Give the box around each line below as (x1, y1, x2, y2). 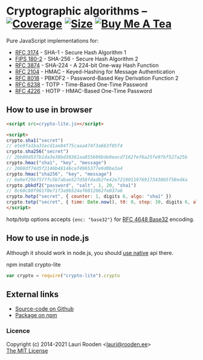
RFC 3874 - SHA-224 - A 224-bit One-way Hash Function (14, 62, 159, 69)
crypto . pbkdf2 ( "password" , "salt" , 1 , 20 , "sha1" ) (6, 182, 137, 188)
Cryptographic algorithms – (6, 4, 147, 18)
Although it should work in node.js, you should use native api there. (6, 249, 174, 256)
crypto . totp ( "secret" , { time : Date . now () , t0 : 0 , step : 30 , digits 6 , (6, 199, 191, 205)
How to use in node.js (6, 233, 89, 243)
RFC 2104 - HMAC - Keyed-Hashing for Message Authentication (14, 68, 175, 75)
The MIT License (6, 347, 48, 354)
